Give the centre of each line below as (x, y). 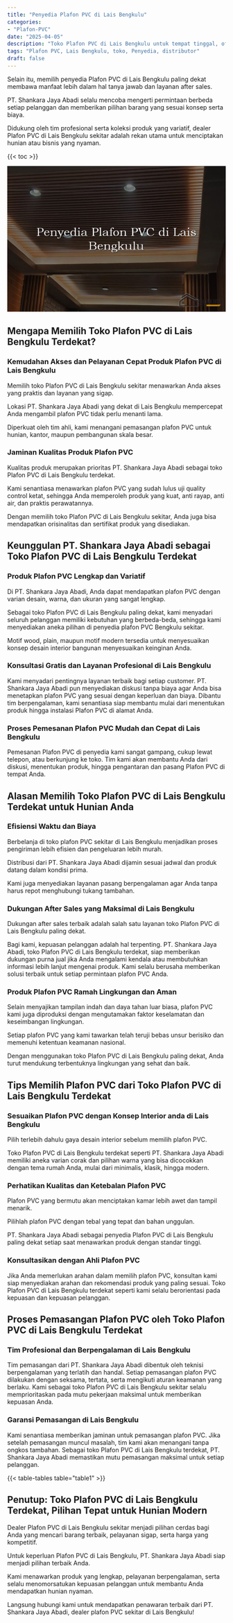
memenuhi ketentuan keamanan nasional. (67, 1042)
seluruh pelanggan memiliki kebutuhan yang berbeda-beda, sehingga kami (114, 619)
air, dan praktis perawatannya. (50, 503)
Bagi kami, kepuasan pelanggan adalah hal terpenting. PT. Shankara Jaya (112, 945)
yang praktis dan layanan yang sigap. (61, 393)
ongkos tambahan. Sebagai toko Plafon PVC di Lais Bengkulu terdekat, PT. (114, 1450)
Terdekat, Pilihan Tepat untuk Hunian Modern (107, 1511)
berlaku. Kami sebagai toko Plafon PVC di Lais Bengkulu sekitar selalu (107, 1387)
